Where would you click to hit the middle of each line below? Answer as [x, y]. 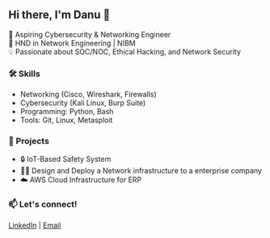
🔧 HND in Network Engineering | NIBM [72, 43]
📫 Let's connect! [43, 205]
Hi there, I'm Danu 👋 [59, 15]
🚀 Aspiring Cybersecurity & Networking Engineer [90, 34]
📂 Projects [29, 141]
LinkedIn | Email [35, 225]
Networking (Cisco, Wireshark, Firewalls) [88, 95]
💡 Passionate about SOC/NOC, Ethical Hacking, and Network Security [124, 51]
